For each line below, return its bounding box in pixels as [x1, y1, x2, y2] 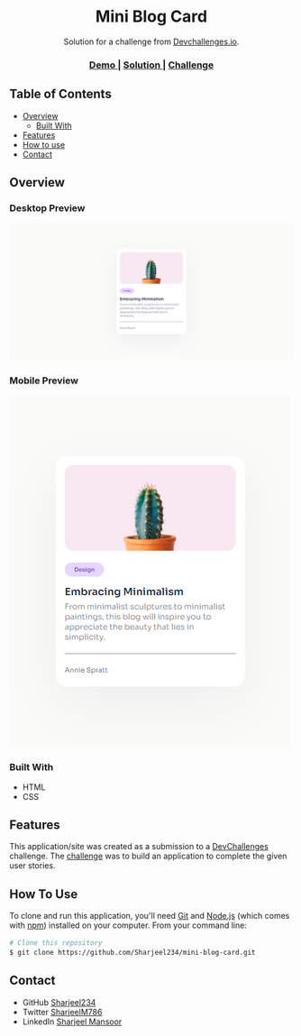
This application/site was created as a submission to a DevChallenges [9, 841, 269, 852]
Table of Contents [9, 87, 113, 102]
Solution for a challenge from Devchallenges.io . [63, 36, 240, 47]
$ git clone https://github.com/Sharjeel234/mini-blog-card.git [9, 949, 256, 958]
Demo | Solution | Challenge [88, 59, 214, 71]
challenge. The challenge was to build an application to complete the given [9, 850, 287, 862]
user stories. [9, 860, 56, 871]
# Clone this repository [9, 939, 103, 948]
